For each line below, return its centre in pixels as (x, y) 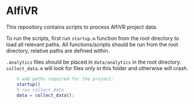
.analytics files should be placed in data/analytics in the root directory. (94, 62)
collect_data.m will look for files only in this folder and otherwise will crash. (97, 68)
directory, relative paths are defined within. (58, 50)
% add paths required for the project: (65, 79)
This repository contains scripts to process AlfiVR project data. (82, 27)
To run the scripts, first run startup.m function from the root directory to (93, 38)
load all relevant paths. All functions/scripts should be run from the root (92, 44)
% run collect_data (40, 90)
